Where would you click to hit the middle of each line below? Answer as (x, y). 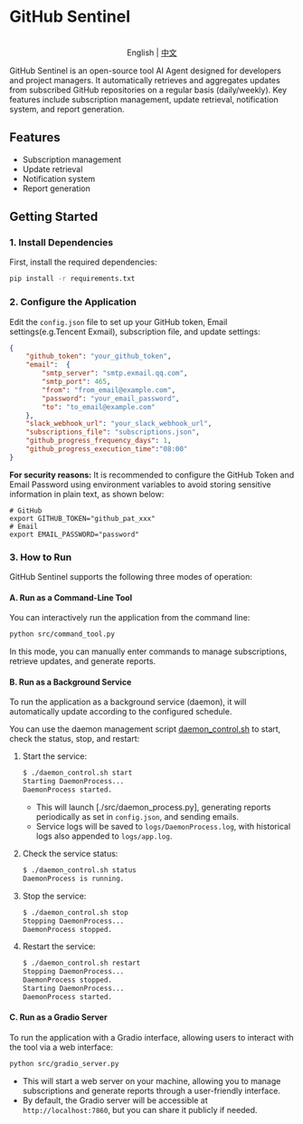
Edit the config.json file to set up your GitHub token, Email (118, 322)
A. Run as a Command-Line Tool (71, 597)
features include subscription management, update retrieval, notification (144, 99)
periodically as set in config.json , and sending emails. (137, 817)
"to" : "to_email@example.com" (99, 407)
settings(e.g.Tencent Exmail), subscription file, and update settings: (135, 331)
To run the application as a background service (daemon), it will (128, 702)
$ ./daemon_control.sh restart (81, 963)
